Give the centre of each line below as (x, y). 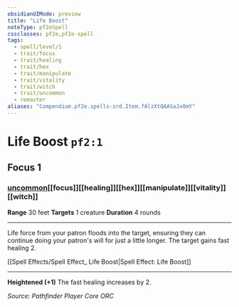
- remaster (30, 100)
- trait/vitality (39, 80)
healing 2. (22, 248)
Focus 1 (24, 168)
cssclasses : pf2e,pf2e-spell (51, 34)
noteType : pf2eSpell (38, 27)
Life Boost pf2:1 (55, 142)
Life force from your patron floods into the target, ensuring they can (107, 232)
